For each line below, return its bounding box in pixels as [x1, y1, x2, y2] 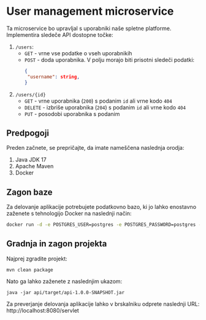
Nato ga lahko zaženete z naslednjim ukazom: [6, 278, 123, 285]
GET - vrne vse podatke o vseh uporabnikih [24, 49, 132, 57]
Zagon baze [6, 187, 53, 197]
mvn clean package [6, 267, 53, 273]
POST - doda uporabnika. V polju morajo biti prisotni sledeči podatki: [24, 56, 195, 63]
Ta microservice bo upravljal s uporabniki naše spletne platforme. [6, 25, 172, 32]
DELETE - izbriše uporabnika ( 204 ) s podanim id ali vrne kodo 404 [24, 103, 186, 111]
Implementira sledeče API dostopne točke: [6, 31, 113, 38]
